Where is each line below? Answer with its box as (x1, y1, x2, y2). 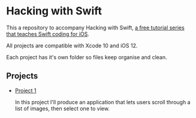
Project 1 (14, 87, 37, 94)
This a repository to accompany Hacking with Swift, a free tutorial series (6, 24, 185, 31)
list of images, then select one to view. (14, 105, 110, 112)
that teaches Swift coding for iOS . (6, 30, 90, 37)
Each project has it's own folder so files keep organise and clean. (6, 53, 167, 60)
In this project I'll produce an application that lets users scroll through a (14, 98, 191, 105)
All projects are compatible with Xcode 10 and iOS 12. (6, 42, 138, 49)
